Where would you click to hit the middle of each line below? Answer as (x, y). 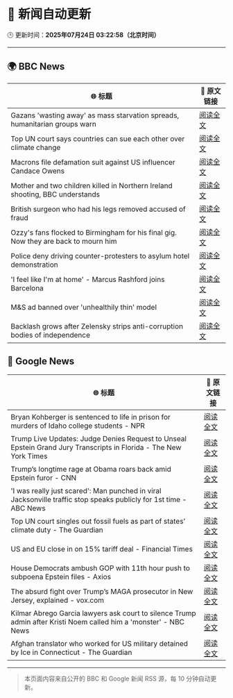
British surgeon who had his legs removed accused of (98, 209)
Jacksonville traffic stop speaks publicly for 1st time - (99, 499)
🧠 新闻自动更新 (49, 14)
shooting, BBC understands (55, 194)
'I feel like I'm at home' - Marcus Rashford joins (88, 279)
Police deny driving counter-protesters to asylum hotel (100, 256)
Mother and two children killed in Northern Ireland (92, 185)
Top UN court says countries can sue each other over (98, 138)
